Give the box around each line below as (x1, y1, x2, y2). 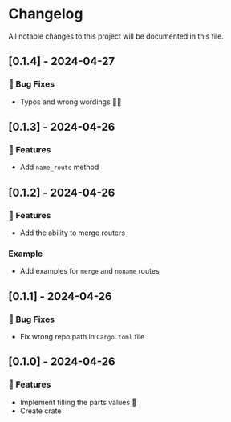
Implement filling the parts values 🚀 (19, 397, 137, 407)
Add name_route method (19, 162, 99, 172)
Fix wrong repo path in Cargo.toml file (19, 331, 145, 341)
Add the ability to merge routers (19, 228, 126, 237)
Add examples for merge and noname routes (19, 266, 160, 276)
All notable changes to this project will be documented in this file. (8, 31, 225, 41)
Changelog (8, 5, 83, 23)
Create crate (19, 406, 62, 416)
